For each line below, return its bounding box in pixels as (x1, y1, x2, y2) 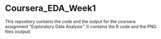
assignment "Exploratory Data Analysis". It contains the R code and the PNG (5, 23, 157, 29)
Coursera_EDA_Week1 (5, 3, 96, 14)
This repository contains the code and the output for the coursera (5, 19, 136, 24)
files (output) (5, 29, 31, 34)
